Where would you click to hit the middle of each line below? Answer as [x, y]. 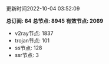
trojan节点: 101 [32, 40]
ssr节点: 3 [27, 55]
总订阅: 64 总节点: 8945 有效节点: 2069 [55, 21]
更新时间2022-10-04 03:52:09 [43, 8]
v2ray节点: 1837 [34, 33]
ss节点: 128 [28, 48]
